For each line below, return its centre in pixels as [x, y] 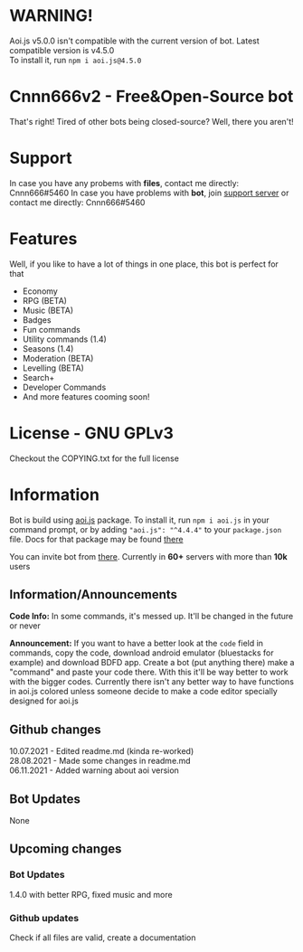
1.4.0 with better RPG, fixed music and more [91, 894]
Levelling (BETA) [53, 368]
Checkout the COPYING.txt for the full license [94, 458]
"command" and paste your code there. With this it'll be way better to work [149, 672]
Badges [37, 320]
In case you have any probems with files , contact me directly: [124, 183]
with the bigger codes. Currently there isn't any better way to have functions [151, 682]
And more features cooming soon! [86, 396]
